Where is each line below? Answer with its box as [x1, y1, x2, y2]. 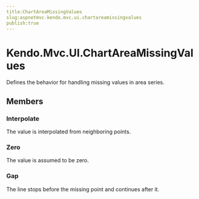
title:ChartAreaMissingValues [6, 8, 83, 15]
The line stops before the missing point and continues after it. [6, 185, 160, 193]
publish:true [6, 20, 39, 26]
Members [6, 96, 44, 106]
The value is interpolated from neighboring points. [6, 128, 131, 135]
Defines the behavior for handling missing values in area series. [6, 79, 165, 86]
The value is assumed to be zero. [6, 157, 90, 164]
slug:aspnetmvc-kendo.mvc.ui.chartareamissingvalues [6, 14, 142, 21]
